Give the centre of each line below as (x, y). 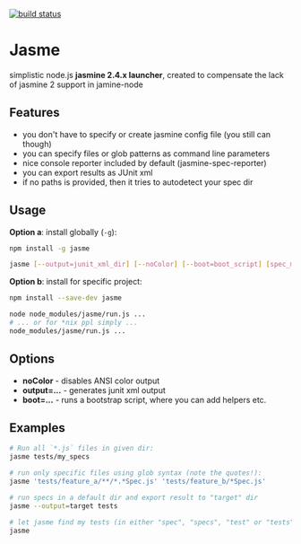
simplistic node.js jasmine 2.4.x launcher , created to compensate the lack (146, 75)
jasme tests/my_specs (50, 457)
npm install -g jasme (50, 248)
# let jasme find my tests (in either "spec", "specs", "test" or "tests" (152, 522)
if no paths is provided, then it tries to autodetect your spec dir (138, 182)
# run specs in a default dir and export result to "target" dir (133, 497)
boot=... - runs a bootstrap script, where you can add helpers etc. (144, 399)
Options (32, 359)
